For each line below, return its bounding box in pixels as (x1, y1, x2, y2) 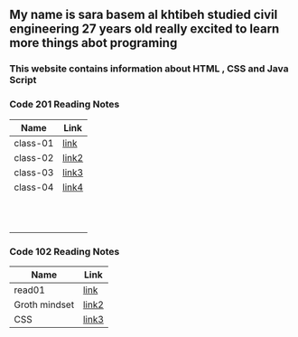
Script (9, 74, 37, 87)
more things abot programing (9, 35, 178, 51)
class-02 (14, 151, 54, 164)
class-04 (14, 181, 54, 193)
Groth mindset (14, 298, 75, 311)
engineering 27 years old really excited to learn (9, 22, 280, 37)
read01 (14, 284, 45, 296)
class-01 (14, 136, 54, 149)
